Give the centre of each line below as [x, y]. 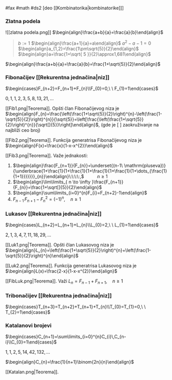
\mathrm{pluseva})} [145, 166]
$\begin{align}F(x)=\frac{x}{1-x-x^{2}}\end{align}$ [59, 146]
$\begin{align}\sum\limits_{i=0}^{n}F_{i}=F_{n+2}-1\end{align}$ [80, 193]
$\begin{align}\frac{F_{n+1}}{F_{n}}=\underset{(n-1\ [68, 166]
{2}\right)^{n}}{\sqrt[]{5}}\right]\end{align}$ [52, 125]
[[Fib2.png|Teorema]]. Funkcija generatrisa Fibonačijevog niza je [74, 140]
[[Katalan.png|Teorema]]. [32, 372]
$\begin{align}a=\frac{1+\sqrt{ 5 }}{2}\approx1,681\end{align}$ [84, 54]
